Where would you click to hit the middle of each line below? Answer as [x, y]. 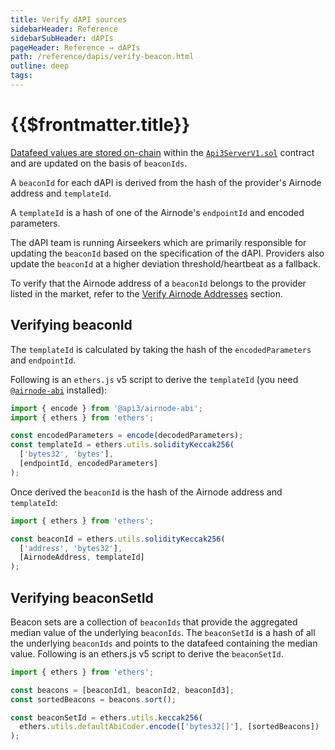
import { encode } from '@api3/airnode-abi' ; [106, 408]
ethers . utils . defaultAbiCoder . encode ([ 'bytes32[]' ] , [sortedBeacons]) [169, 727]
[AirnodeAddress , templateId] [82, 557]
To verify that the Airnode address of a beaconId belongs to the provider [158, 283]
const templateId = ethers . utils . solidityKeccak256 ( [122, 445]
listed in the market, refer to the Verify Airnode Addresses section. [146, 293]
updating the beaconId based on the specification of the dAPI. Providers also [167, 253]
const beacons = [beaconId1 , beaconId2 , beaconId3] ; [122, 690]
